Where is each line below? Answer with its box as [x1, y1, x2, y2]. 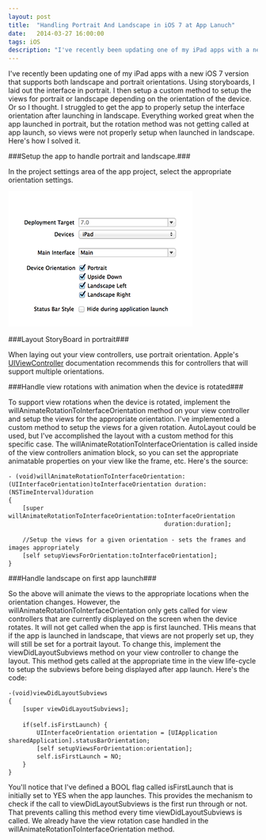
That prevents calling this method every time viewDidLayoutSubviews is [8, 808, 243, 817]
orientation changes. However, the [8, 598, 121, 607]
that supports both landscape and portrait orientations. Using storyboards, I [8, 78, 255, 87]
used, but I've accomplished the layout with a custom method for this [8, 431, 234, 441]
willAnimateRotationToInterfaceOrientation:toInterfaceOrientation [8, 512, 236, 520]
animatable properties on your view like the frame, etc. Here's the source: [8, 456, 249, 466]
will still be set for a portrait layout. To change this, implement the [8, 640, 222, 649]
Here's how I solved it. [8, 136, 82, 146]
